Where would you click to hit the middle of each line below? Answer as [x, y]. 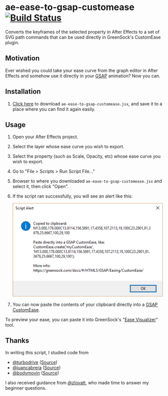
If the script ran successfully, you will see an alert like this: [72, 196]
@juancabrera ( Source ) [36, 368]
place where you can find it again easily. [54, 109]
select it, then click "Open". [40, 186]
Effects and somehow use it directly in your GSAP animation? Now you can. [83, 76]
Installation [23, 92]
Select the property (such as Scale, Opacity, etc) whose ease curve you [86, 156]
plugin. [12, 42]
